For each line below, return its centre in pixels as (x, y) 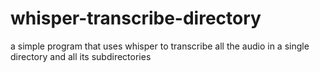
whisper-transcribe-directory (136, 18)
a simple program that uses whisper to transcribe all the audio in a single (160, 46)
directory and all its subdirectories (81, 56)
